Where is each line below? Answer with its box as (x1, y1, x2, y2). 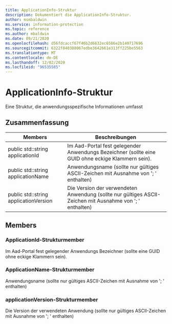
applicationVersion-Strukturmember (5, 296, 98, 303)
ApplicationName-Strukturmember (5, 266, 95, 273)
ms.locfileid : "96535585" (5, 64, 60, 70)
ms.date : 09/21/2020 (5, 36, 50, 41)
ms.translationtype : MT (5, 50, 56, 55)
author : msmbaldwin (5, 17, 47, 22)
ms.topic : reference (5, 27, 50, 32)
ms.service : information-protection (5, 21, 83, 27)
